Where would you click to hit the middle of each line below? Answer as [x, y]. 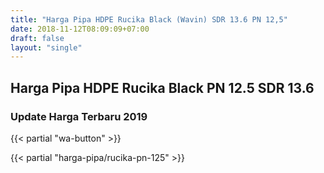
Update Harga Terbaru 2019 [79, 116]
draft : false [37, 38]
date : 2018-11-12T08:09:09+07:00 [80, 29]
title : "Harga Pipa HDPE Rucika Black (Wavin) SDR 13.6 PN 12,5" [149, 19]
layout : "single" [46, 47]
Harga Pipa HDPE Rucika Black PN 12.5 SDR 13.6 [162, 87]
